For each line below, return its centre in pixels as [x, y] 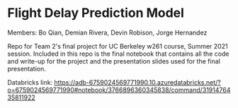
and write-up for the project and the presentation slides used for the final [114, 61]
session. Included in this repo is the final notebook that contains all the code [118, 54]
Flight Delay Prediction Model [96, 13]
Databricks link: [30, 82]
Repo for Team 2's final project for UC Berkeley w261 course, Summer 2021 [118, 46]
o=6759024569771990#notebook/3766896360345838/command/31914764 [119, 90]
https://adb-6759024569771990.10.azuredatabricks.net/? [137, 82]
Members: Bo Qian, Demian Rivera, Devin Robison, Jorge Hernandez [107, 32]
